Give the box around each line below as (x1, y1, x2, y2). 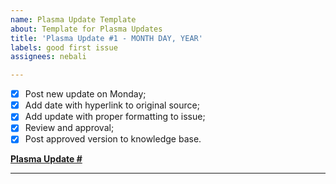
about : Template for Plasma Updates (10, 24, 163, 34)
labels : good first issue (10, 42, 118, 53)
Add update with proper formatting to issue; (24, 111, 206, 123)
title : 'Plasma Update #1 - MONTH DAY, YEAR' (10, 33, 203, 43)
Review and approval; (24, 122, 115, 134)
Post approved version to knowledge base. (24, 133, 202, 145)
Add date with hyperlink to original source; (24, 99, 200, 111)
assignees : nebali (10, 52, 87, 62)
